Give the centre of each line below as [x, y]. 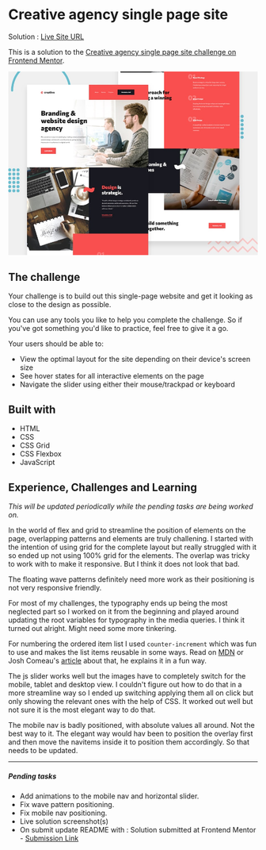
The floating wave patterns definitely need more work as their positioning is [131, 579]
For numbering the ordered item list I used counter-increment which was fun [133, 644]
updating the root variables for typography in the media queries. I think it [127, 620]
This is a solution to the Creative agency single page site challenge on [122, 52]
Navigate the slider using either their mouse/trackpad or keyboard [127, 385]
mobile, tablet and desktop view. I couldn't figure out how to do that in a [125, 684]
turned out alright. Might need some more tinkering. [92, 628]
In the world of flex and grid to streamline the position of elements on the [127, 530]
